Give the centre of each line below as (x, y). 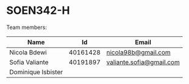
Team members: (27, 27)
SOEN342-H (38, 11)
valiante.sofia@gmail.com (143, 62)
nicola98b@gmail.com (139, 52)
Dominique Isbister (36, 72)
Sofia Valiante (29, 62)
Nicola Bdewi (28, 52)
